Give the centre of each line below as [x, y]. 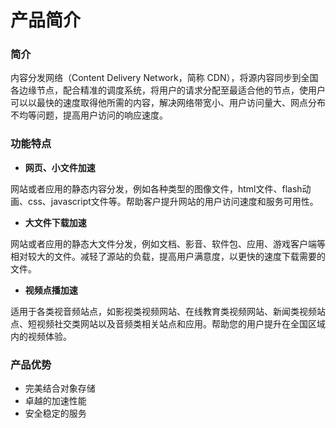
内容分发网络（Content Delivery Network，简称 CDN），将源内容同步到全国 [164, 78]
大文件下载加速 [55, 222]
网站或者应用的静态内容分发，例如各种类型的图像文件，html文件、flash [156, 188]
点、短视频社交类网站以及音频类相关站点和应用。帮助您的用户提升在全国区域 [168, 323]
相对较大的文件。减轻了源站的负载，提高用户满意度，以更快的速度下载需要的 [168, 256]
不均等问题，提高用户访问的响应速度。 [89, 115]
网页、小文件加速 [60, 167]
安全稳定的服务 [55, 413]
